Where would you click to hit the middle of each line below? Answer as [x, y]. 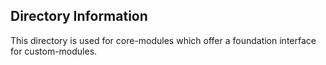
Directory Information [79, 16]
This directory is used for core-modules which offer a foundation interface [163, 40]
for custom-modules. [54, 51]
